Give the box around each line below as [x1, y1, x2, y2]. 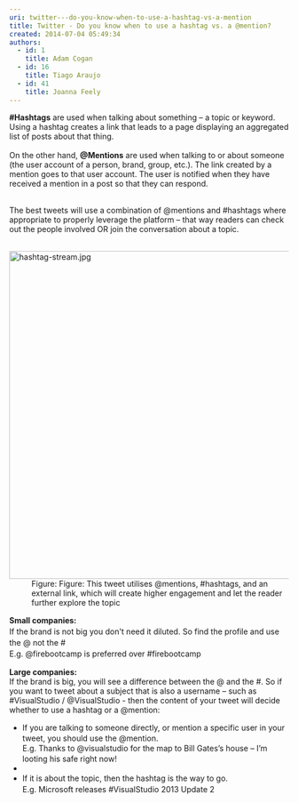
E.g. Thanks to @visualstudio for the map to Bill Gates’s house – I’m [21, 743, 268, 753]
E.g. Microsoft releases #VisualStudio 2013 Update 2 [21, 783, 216, 794]
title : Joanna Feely [25, 87, 101, 96]
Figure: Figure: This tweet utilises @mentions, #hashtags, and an [31, 578, 269, 589]
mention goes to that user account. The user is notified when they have [9, 168, 271, 179]
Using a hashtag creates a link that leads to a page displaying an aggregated [9, 121, 289, 132]
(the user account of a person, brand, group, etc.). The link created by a [9, 159, 272, 170]
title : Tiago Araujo [25, 71, 101, 80]
